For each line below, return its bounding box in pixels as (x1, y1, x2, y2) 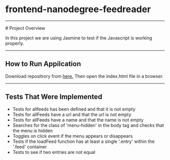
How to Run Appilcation (5, 60, 81, 68)
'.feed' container (12, 143, 47, 150)
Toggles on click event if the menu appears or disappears (12, 133, 133, 139)
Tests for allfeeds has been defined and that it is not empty (12, 106, 136, 112)
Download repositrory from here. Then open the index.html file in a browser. (5, 73, 163, 79)
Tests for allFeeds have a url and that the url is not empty (12, 111, 132, 117)
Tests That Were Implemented (5, 93, 103, 101)
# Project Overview (5, 25, 46, 31)
